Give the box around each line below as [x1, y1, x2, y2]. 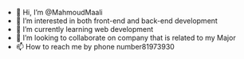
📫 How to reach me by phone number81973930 [15, 42, 175, 51]
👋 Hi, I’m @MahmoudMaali [15, 8, 103, 17]
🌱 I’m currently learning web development [15, 25, 154, 33]
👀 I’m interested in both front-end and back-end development [15, 16, 218, 26]
